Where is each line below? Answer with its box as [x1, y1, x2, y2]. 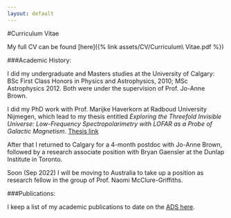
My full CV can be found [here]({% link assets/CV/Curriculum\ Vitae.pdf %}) [7, 42, 224, 51]
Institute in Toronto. [7, 155, 63, 163]
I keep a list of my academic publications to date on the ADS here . [7, 202, 195, 211]
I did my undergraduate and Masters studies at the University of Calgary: [7, 69, 215, 78]
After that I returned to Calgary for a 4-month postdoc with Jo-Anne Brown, [7, 140, 223, 149]
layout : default [7, 10, 54, 17]
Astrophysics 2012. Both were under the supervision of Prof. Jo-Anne [7, 84, 205, 92]
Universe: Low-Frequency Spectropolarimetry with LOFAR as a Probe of [7, 119, 213, 128]
